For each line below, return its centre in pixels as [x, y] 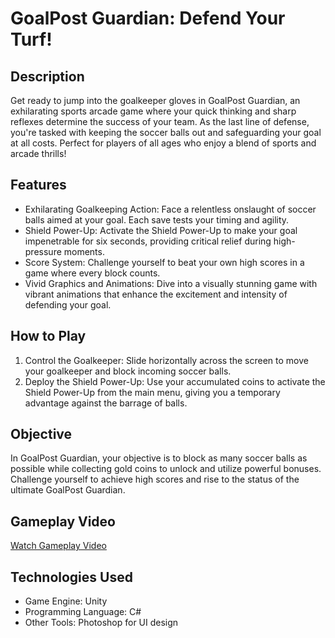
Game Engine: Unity [66, 601]
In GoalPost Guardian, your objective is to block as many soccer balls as [159, 458]
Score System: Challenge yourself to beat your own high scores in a [164, 262]
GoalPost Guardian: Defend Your [148, 18]
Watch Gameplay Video [58, 546]
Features [38, 185]
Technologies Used [71, 577]
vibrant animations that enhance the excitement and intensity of [156, 294]
